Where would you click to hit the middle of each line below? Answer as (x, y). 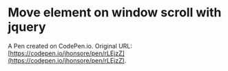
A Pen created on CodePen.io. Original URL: (70, 46)
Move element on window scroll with (115, 13)
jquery (27, 27)
